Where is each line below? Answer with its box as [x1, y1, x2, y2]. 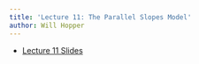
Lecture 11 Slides [21, 45, 84, 55]
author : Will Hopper [9, 21, 86, 30]
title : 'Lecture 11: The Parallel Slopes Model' [9, 12, 192, 22]
